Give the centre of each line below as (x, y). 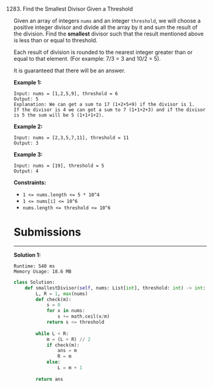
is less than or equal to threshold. (56, 40)
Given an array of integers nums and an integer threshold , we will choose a (107, 21)
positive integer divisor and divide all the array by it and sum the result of (106, 27)
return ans (50, 379)
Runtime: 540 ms (34, 266)
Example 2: (28, 126)
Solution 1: (27, 255)
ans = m (67, 351)
